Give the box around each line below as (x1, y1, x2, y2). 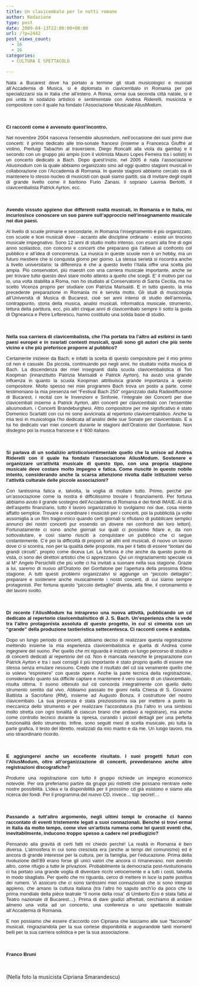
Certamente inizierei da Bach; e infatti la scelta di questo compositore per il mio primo (6, 355, 192, 361)
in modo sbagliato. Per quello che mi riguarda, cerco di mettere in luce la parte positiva (6, 874, 192, 880)
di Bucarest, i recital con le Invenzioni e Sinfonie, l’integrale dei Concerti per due (6, 394, 192, 400)
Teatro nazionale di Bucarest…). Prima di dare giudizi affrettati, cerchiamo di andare (6, 896, 192, 902)
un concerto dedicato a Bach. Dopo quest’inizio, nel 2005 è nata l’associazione (6, 156, 192, 163)
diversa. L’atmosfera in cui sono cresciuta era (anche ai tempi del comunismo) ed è (6, 846, 192, 853)
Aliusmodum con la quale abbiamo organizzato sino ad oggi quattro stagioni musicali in (6, 162, 192, 168)
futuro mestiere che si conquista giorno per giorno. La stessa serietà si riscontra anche (6, 256, 192, 262)
